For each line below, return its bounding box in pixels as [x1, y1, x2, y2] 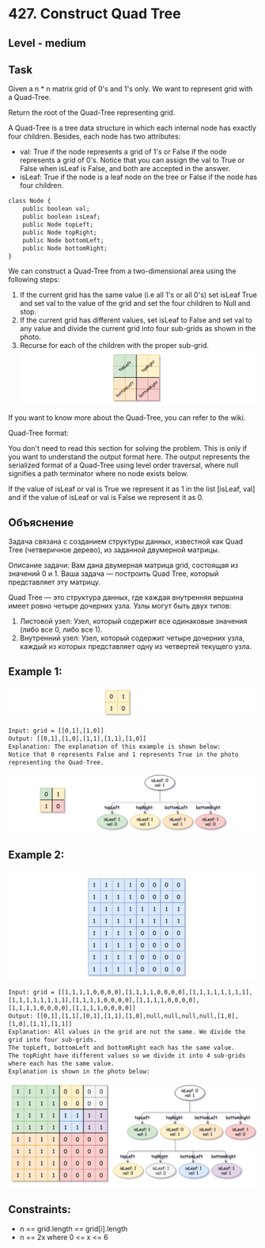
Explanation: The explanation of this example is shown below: [8, 742, 221, 751]
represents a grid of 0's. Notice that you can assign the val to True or [19, 155, 245, 165]
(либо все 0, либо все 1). [19, 625, 103, 635]
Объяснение [8, 516, 74, 529]
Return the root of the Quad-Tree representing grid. [8, 108, 176, 117]
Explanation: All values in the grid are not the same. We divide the [8, 1028, 246, 1036]
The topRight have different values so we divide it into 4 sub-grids [8, 1051, 246, 1060]
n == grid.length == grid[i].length [19, 1223, 128, 1233]
